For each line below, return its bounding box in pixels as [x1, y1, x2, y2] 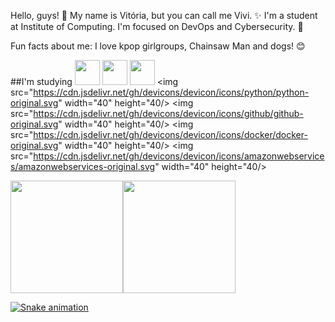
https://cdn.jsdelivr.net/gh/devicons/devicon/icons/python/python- [33, 86, 310, 98]
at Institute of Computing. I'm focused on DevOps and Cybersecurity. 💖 [10, 21, 304, 32]
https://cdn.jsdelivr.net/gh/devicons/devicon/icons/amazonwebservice [33, 150, 325, 162]
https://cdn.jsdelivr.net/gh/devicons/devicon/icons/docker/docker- [33, 129, 308, 140]
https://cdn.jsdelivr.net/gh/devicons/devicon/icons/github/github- [33, 108, 304, 119]
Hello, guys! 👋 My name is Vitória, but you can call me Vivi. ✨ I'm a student [10, 10, 318, 21]
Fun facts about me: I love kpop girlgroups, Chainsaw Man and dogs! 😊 [10, 40, 306, 52]
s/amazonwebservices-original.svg [10, 161, 156, 172]
